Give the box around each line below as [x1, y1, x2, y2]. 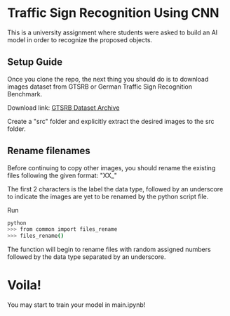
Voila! [7, 277, 42, 293]
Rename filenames [7, 145, 91, 157]
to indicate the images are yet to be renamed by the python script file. [7, 192, 209, 201]
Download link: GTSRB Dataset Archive [7, 103, 120, 112]
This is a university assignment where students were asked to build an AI [7, 28, 218, 37]
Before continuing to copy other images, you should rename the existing [7, 163, 216, 172]
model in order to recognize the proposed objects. [7, 35, 153, 44]
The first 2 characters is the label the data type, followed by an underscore [7, 184, 224, 193]
